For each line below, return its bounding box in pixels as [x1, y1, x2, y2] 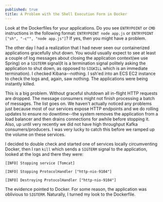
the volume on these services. [5, 132, 66, 137]
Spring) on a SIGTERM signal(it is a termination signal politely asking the [5, 60, 146, 66]
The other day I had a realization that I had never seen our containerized [5, 45, 150, 50]
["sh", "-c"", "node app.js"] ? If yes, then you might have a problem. [5, 35, 146, 41]
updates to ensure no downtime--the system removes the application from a [5, 111, 158, 117]
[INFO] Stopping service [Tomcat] [5, 161, 75, 166]
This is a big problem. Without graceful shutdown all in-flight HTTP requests [5, 90, 158, 96]
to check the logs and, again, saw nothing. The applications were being [5, 76, 148, 82]
